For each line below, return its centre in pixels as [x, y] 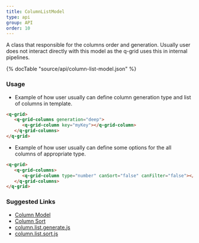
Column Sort [30, 221]
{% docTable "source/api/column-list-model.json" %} [71, 69]
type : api [18, 17]
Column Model [33, 215]
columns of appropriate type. [50, 154]
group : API [20, 22]
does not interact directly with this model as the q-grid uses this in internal [97, 51]
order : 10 [18, 28]
